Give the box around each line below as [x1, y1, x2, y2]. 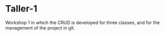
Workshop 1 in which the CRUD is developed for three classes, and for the [5, 19, 160, 25]
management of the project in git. [5, 24, 75, 30]
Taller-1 [5, 3, 38, 14]
